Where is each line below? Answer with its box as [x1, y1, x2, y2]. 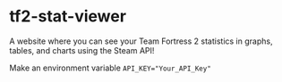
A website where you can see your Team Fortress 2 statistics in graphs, [9, 36, 273, 46]
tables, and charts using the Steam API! [9, 45, 155, 55]
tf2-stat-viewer [9, 6, 127, 27]
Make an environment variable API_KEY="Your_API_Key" [9, 62, 212, 73]
